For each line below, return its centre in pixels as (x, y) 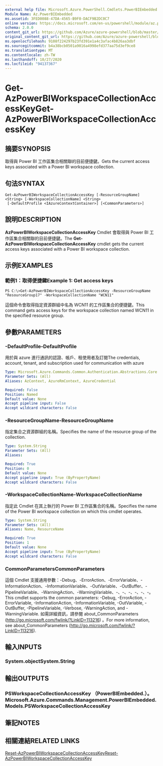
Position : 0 (17, 469)
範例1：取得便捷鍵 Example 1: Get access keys (59, 281)
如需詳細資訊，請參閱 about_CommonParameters (90, 614)
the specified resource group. (35, 315)
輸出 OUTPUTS (27, 678)
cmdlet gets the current (120, 244)
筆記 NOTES (23, 723)
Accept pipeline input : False (36, 403)
